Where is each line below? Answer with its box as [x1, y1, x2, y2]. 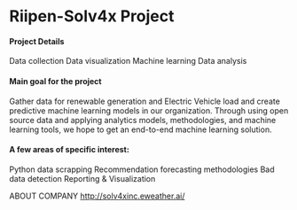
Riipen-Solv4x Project [9, 6, 175, 27]
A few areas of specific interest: [9, 144, 130, 155]
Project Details [9, 35, 65, 46]
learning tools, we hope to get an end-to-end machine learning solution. [9, 124, 272, 135]
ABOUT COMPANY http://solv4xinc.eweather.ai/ [9, 191, 185, 201]
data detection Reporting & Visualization [9, 173, 156, 183]
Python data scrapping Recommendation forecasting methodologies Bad [9, 164, 275, 175]
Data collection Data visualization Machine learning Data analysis [9, 56, 247, 66]
